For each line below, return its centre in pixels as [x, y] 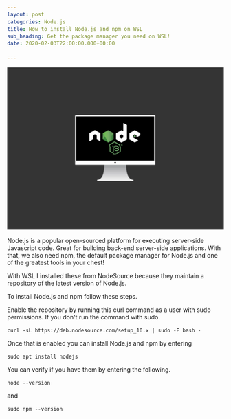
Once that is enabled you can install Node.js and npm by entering [100, 343]
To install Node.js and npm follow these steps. [72, 296]
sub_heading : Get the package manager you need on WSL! [89, 36]
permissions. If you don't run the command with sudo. [84, 317]
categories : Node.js [37, 22]
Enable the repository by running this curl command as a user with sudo [109, 310]
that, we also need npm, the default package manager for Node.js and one [112, 255]
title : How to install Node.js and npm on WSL [75, 29]
